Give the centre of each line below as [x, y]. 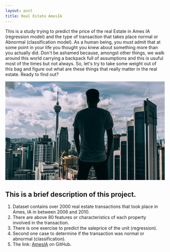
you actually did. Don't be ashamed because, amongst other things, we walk [85, 53]
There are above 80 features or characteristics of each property [79, 218]
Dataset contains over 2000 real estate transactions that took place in [85, 207]
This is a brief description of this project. [71, 194]
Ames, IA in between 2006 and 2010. [51, 212]
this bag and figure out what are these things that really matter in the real [81, 69]
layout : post [19, 11]
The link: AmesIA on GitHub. [42, 244]
